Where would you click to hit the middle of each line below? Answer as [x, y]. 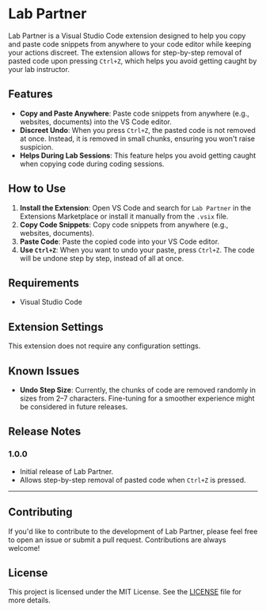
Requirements [44, 283]
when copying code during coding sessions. [92, 164]
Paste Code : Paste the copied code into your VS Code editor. [120, 241]
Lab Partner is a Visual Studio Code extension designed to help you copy [127, 36]
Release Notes [45, 432]
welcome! [24, 548]
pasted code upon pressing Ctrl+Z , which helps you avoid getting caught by [133, 61]
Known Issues [44, 371]
